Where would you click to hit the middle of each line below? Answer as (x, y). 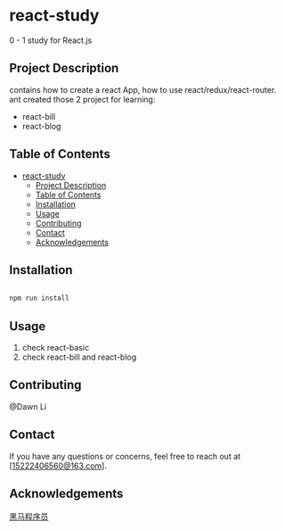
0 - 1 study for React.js (51, 40)
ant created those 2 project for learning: (82, 99)
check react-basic (56, 348)
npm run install (39, 298)
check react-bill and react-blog (79, 357)
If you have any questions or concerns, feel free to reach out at (125, 456)
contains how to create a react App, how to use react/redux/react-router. (143, 89)
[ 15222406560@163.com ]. (58, 466)
